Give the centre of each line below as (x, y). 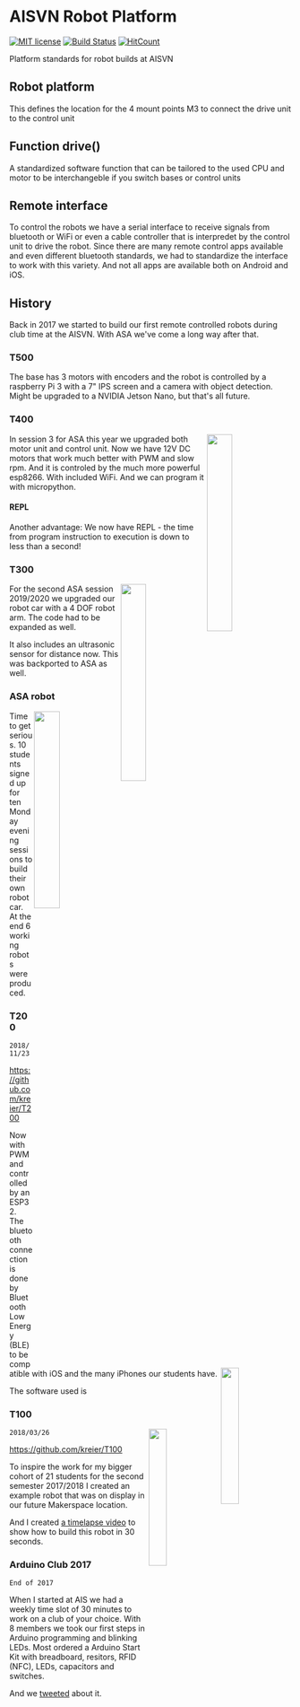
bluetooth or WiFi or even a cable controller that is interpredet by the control (150, 237)
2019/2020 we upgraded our (62, 599)
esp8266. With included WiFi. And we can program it (107, 477)
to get (20, 725)
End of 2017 (31, 1583)
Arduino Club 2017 (51, 1565)
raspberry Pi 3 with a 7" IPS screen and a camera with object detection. (141, 387)
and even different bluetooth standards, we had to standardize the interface (149, 256)
